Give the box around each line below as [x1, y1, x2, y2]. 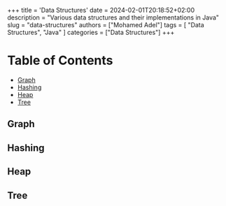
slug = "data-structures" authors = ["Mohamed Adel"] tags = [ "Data [7, 21, 204, 29]
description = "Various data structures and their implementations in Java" [7, 13, 219, 22]
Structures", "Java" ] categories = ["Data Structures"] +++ [7, 28, 175, 36]
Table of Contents [7, 52, 113, 68]
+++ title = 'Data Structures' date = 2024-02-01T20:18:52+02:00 [7, 6, 195, 14]
